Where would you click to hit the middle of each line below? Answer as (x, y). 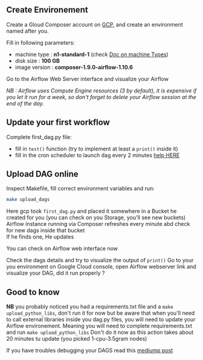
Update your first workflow (58, 122)
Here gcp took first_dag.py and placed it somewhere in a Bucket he (92, 211)
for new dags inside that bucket (46, 230)
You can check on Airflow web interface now (62, 249)
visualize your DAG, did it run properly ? (56, 273)
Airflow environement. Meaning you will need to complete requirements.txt (99, 326)
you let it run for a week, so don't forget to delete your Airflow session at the (101, 97)
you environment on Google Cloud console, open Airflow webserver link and (101, 267)
